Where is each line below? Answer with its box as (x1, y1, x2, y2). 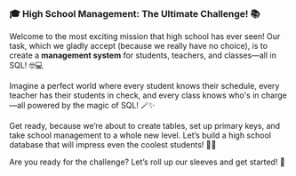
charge (260, 90, 287, 100)
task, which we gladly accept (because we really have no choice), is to (9, 41, 268, 52)
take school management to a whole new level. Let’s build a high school (9, 130, 271, 140)
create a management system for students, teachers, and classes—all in (9, 50, 277, 60)
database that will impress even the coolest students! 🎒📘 (9, 140, 217, 150)
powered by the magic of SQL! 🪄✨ (27, 100, 156, 111)
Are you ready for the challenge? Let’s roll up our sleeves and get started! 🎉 (9, 156, 286, 167)
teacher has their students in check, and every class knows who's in (9, 90, 260, 100)
